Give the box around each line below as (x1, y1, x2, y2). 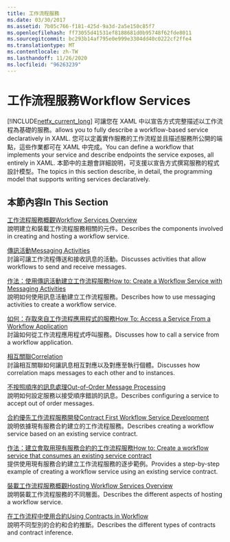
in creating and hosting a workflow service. (7, 232, 130, 240)
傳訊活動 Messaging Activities (7, 247, 91, 255)
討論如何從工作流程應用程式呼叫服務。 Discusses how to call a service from (7, 330, 220, 339)
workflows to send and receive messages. (7, 262, 127, 271)
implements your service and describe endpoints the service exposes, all (7, 150, 214, 159)
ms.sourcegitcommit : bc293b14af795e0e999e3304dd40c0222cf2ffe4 (7, 36, 192, 43)
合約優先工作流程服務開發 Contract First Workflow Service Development (7, 414, 209, 422)
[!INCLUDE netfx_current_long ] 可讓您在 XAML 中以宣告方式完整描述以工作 (7, 117, 218, 125)
